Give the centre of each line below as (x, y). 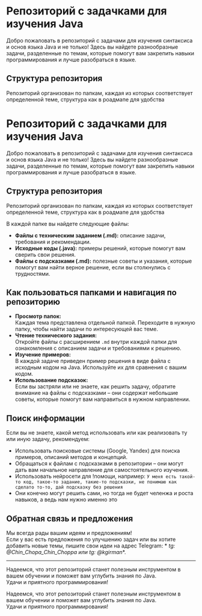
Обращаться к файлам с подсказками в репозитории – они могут (99, 463)
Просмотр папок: (38, 316)
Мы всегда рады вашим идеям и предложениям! (69, 532)
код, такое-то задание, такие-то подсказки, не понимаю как (100, 482)
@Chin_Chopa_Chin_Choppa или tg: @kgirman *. (66, 552)
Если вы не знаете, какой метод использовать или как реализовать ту (97, 433)
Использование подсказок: (51, 380)
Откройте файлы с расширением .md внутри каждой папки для (96, 342)
